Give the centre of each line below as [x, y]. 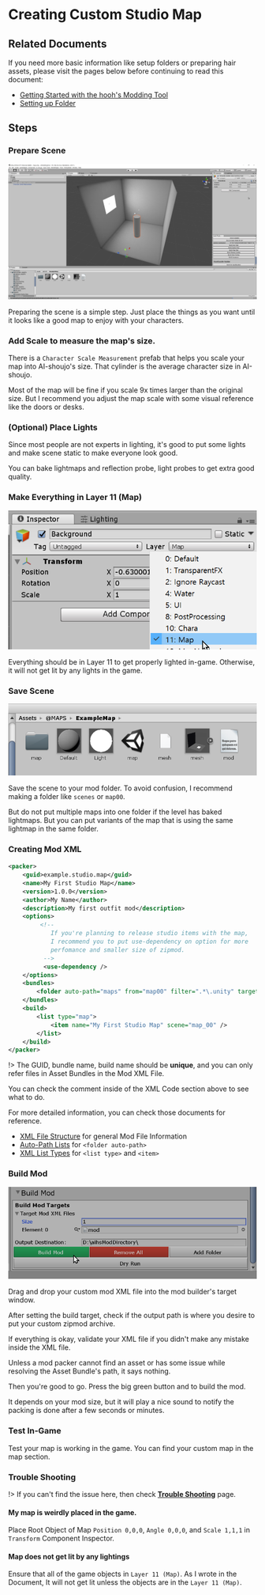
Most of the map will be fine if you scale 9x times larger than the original [125, 390]
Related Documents [58, 44]
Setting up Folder [48, 103]
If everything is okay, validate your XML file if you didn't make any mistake [129, 1339]
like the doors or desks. [46, 407]
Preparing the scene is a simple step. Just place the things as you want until [132, 312]
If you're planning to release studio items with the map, [149, 934]
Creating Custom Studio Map [105, 15]
